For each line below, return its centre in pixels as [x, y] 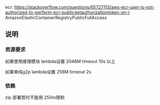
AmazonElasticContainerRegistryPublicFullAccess [56, 17]
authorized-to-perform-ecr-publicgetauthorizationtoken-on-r [68, 12]
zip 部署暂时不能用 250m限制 [35, 97]
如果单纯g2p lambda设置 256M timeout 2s [48, 71]
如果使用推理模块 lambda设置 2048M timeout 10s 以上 [60, 61]
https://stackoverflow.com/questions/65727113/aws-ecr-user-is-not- [84, 7]
